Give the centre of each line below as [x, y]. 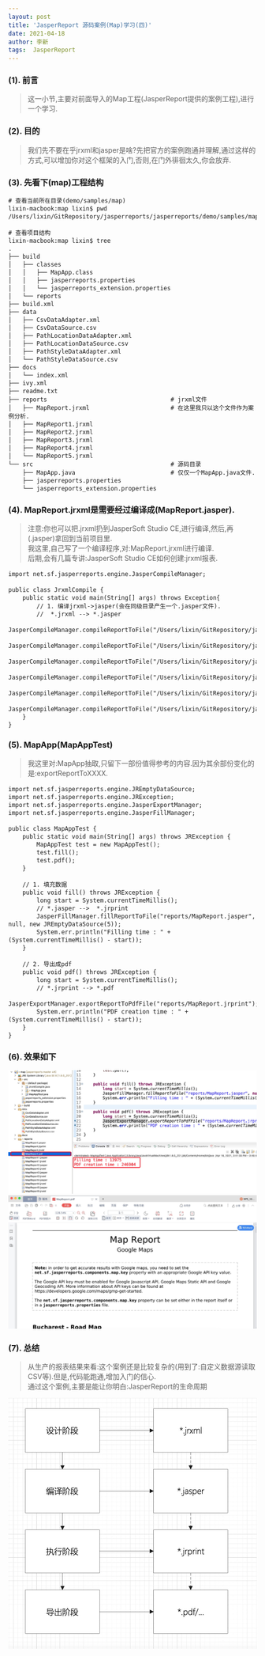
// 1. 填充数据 [45, 885]
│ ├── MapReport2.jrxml [50, 432]
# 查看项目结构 [30, 233]
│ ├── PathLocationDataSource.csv [68, 344]
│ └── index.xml [38, 376]
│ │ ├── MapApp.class [50, 273]
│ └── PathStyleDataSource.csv [63, 360]
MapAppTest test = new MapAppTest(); [98, 844]
